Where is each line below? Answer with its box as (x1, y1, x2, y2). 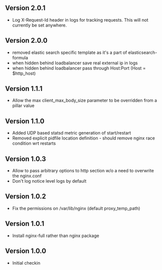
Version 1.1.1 (5, 84, 43, 93)
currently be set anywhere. (12, 22, 67, 28)
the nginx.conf (12, 173, 42, 179)
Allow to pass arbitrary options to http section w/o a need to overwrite (12, 168, 154, 174)
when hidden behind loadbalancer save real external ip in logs (12, 60, 138, 66)
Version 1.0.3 (5, 155, 46, 163)
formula (12, 54, 28, 60)
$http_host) (12, 70, 36, 76)
